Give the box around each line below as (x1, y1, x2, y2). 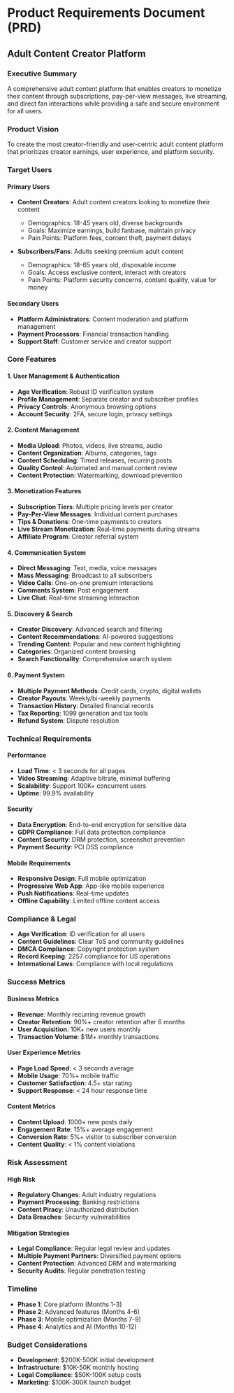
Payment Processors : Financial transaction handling (17, 330, 169, 338)
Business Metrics (7, 994, 59, 1003)
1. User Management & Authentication (7, 372, 120, 381)
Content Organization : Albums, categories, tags (17, 448, 157, 457)
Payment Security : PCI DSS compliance (17, 842, 134, 851)
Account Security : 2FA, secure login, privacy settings (17, 409, 173, 418)
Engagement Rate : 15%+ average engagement (17, 1125, 154, 1133)
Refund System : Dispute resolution (17, 716, 119, 725)
